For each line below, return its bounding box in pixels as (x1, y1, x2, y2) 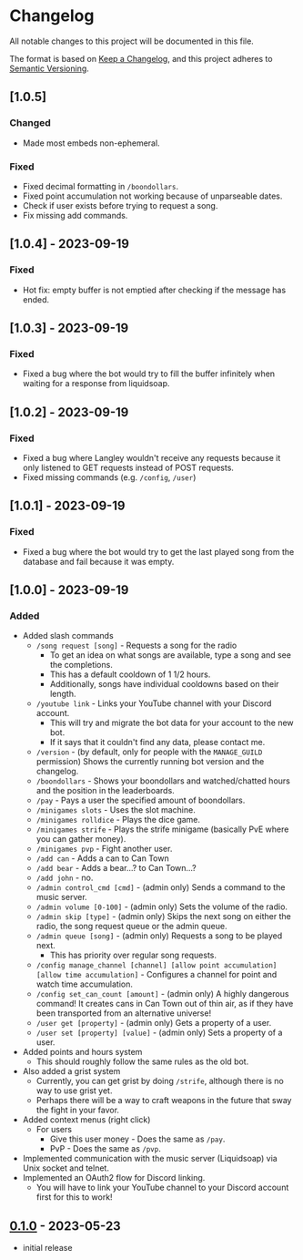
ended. (22, 293, 50, 305)
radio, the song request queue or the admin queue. (35, 921, 227, 932)
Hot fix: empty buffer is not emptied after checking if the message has (22, 284, 287, 295)
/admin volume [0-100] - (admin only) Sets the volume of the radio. (35, 901, 288, 912)
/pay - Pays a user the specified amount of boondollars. (35, 794, 246, 806)
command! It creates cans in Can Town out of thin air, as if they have (35, 999, 294, 1009)
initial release (22, 1243, 73, 1254)
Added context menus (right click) (22, 1114, 151, 1125)
